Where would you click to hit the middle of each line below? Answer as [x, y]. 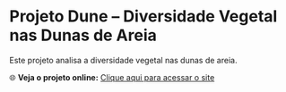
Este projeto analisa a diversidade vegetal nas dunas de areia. [123, 60]
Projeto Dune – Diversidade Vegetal [143, 17]
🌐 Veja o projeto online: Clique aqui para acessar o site [112, 77]
